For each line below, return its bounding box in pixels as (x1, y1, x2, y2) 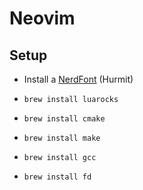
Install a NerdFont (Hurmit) (23, 73, 134, 85)
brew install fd (23, 172, 92, 182)
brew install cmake (23, 114, 106, 124)
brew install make (23, 133, 101, 143)
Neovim (9, 7, 76, 30)
